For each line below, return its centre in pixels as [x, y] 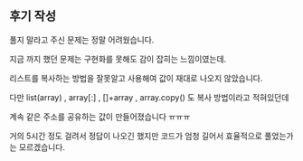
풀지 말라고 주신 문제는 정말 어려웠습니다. [82, 40]
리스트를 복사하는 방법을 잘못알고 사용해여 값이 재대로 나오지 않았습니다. [136, 78]
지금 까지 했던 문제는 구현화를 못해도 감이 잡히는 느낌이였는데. [118, 59]
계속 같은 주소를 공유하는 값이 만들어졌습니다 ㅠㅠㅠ [100, 117]
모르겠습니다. [42, 147]
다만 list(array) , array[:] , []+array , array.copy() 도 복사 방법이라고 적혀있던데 [149, 97]
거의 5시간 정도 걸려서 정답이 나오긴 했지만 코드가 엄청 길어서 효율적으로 [136, 136]
